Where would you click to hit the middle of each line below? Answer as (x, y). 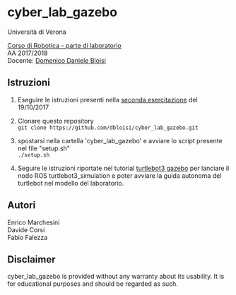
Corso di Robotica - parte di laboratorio (64, 45)
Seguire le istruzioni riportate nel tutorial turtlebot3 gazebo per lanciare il (123, 168)
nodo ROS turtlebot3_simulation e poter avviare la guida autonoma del (119, 175)
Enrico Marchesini (34, 222)
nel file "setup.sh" (44, 148)
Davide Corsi (26, 229)
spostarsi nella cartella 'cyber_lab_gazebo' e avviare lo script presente (120, 140)
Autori (22, 205)
